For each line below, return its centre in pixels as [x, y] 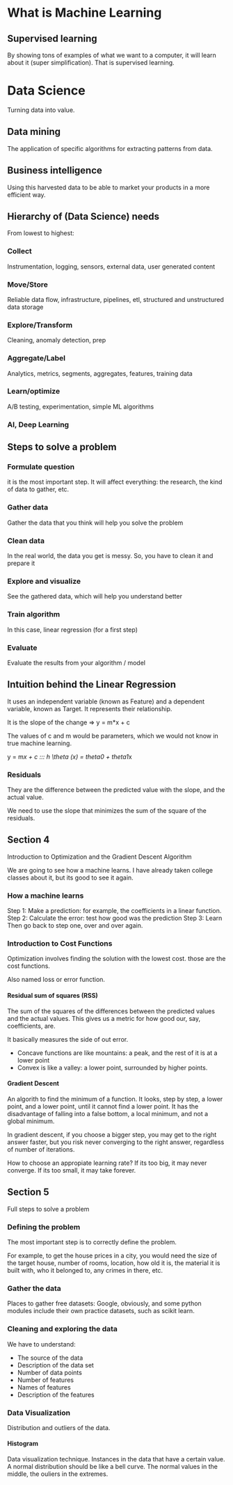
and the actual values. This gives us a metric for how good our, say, [104, 1018]
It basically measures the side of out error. [68, 1039]
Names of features [44, 1387]
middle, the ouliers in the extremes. [58, 1474]
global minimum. [31, 1121]
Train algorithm [34, 614]
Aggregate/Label [37, 358]
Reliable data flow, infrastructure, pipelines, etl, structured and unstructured [115, 299]
